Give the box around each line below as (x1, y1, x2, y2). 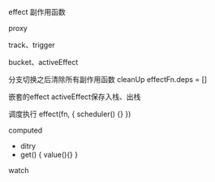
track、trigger (8, 40, 55, 50)
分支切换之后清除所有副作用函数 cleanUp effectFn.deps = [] (8, 75, 208, 84)
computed (8, 125, 43, 135)
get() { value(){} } (19, 149, 79, 159)
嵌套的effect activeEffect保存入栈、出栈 (8, 92, 141, 102)
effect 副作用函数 (8, 7, 67, 16)
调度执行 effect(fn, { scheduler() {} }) (8, 109, 131, 119)
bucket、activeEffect (8, 58, 79, 67)
